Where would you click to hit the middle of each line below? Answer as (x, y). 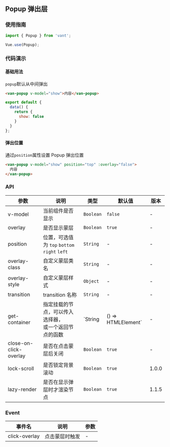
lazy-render (22, 389)
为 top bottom (58, 245)
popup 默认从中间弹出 (27, 84)
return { (24, 112)
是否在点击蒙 (58, 346)
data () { (19, 107)
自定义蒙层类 (58, 260)
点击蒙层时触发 (62, 436)
